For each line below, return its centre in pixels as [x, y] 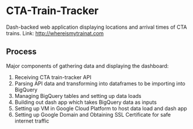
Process [21, 52]
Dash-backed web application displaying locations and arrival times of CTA [96, 27]
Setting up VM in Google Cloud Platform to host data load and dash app [101, 108]
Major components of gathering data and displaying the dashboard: [87, 66]
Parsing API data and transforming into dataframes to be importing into [100, 83]
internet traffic [32, 121]
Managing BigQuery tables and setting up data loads [78, 96]
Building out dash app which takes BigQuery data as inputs [85, 102]
